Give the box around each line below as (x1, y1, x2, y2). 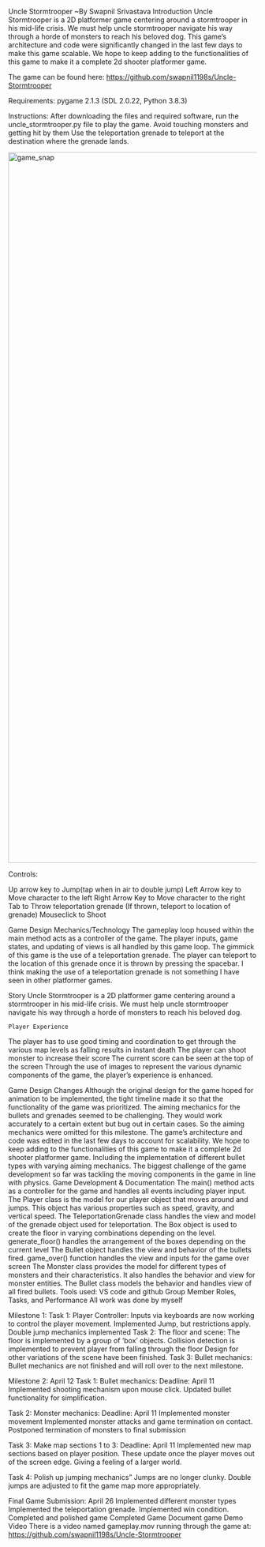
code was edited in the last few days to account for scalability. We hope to (8, 1136, 250, 1145)
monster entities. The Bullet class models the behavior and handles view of (8, 1279, 252, 1288)
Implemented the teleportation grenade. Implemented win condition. (8, 1504, 230, 1514)
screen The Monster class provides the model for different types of (8, 1262, 226, 1271)
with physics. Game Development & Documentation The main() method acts (8, 1178, 255, 1187)
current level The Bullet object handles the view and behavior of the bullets (8, 1245, 252, 1254)
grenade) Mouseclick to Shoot (8, 910, 106, 919)
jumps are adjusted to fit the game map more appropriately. (8, 1481, 201, 1490)
